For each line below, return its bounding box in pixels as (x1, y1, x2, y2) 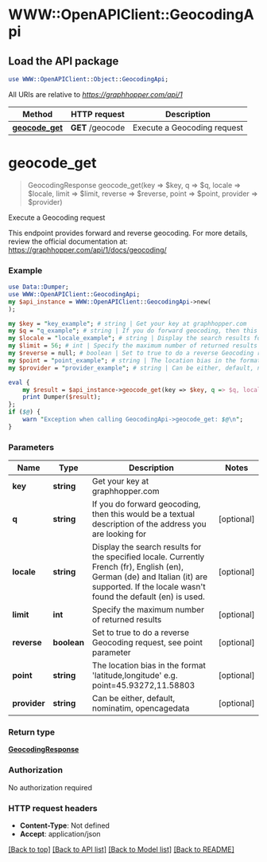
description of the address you (91, 519, 207, 530)
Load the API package (8, 54, 119, 68)
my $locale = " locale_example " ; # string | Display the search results (8, 335, 250, 343)
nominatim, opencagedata (91, 703, 190, 714)
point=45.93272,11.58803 (91, 680, 195, 691)
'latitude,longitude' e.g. (91, 670, 178, 681)
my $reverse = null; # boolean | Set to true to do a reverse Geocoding (8, 349, 254, 358)
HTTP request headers (8, 802, 98, 813)
